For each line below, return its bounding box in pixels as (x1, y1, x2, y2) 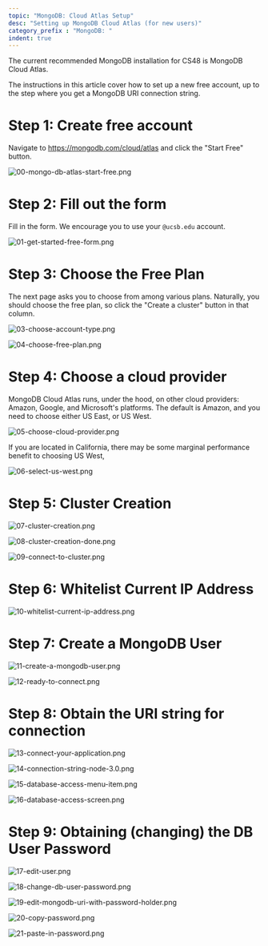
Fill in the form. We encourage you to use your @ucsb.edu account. (8, 222, 226, 231)
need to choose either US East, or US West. (8, 412, 152, 421)
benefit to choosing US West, (8, 451, 106, 461)
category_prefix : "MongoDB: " (8, 26, 113, 34)
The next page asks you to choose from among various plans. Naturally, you (8, 292, 260, 301)
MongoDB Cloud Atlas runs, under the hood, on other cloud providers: (8, 394, 240, 404)
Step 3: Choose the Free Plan (8, 265, 205, 284)
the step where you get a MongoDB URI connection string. (8, 89, 201, 99)
